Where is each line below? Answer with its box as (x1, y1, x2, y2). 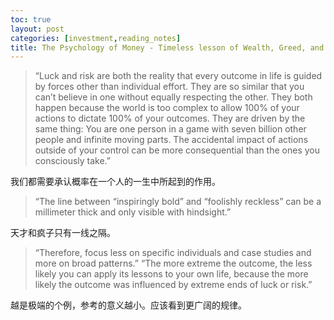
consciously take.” (34, 155, 112, 167)
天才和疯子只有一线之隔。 (10, 227, 116, 239)
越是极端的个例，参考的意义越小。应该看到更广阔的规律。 (10, 299, 247, 311)
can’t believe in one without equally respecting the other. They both (34, 91, 313, 103)
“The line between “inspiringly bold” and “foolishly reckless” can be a (34, 196, 322, 208)
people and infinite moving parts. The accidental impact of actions (34, 134, 309, 146)
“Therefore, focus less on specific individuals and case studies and (34, 247, 312, 259)
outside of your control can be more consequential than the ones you (34, 144, 321, 156)
